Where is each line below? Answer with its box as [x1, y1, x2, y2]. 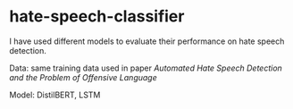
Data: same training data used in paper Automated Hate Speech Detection [9, 63, 283, 73]
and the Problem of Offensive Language [9, 71, 158, 82]
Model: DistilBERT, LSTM [9, 89, 101, 100]
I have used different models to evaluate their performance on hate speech [9, 36, 285, 46]
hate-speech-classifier [9, 6, 185, 27]
